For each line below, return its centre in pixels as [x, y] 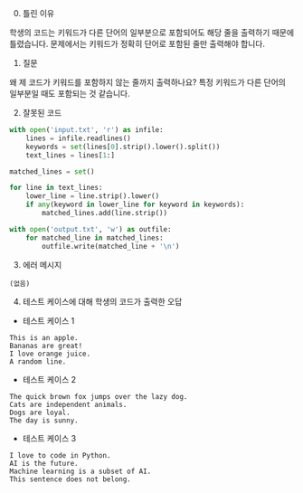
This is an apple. [44, 337]
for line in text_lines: [56, 188]
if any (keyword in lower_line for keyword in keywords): [135, 205]
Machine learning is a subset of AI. [80, 471]
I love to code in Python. [60, 455]
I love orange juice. [50, 354]
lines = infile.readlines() [78, 138]
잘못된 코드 [42, 113]
